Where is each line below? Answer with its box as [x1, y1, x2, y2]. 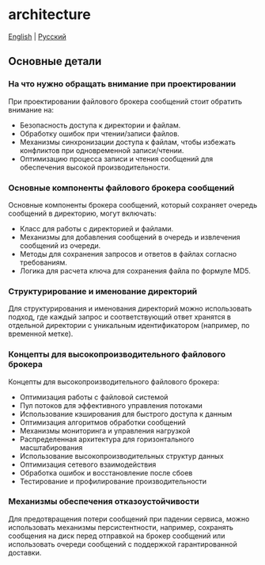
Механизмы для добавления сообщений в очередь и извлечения [19, 232, 240, 242]
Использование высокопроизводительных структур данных [19, 451, 224, 460]
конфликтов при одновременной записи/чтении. [19, 145, 184, 155]
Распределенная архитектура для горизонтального [19, 434, 195, 444]
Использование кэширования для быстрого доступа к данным [19, 409, 233, 418]
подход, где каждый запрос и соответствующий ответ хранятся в [8, 312, 232, 322]
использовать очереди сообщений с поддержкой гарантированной [8, 539, 237, 548]
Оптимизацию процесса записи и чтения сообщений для [19, 154, 214, 163]
